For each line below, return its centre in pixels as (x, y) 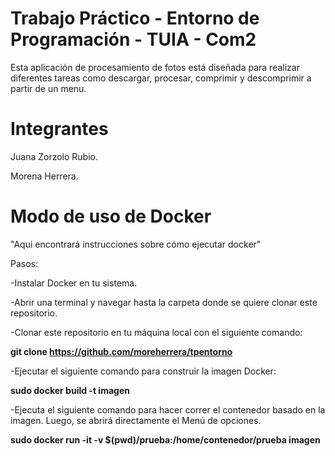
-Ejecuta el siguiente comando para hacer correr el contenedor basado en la (168, 409)
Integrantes (59, 129)
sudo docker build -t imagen (70, 390)
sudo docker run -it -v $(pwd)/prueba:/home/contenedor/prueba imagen (165, 439)
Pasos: (24, 263)
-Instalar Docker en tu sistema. (74, 283)
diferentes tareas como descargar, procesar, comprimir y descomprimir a (161, 78)
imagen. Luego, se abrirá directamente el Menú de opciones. (136, 420)
